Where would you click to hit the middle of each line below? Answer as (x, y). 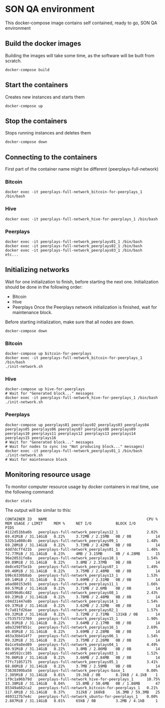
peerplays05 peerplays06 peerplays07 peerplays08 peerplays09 (70, 429)
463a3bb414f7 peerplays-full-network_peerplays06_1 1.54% (82, 636)
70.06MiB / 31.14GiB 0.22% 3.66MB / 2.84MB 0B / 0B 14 (83, 658)
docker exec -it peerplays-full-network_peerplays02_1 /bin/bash (74, 246)
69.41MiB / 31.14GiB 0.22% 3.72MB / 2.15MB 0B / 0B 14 (83, 536)
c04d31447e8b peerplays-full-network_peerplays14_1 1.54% (82, 601)
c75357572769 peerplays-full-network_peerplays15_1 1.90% (82, 619)
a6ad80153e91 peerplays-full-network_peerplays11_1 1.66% (82, 584)
